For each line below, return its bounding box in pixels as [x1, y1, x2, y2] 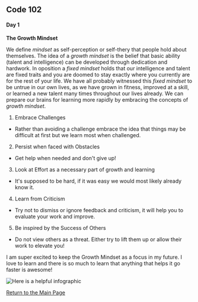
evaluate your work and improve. [14, 213, 95, 220]
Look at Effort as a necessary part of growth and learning [14, 165, 155, 173]
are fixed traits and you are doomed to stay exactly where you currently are [6, 71, 190, 78]
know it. [14, 183, 34, 191]
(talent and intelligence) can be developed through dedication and [6, 59, 168, 66]
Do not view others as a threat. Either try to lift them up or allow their [14, 236, 182, 243]
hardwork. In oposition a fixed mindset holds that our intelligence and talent [6, 64, 191, 72]
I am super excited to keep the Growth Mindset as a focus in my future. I [6, 254, 183, 261]
